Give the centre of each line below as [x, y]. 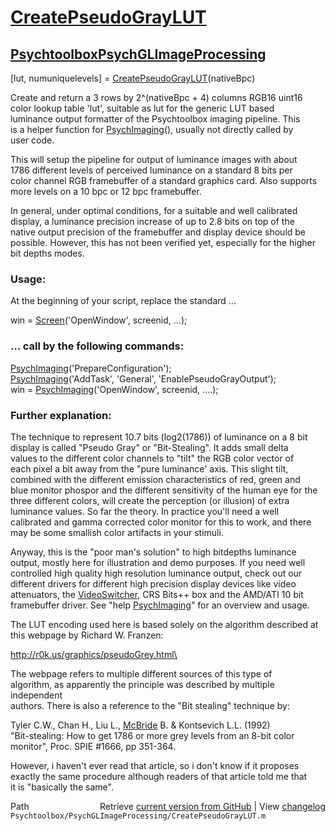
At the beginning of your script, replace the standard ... [123, 301]
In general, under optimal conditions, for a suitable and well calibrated [154, 210]
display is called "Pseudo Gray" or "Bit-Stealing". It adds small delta [149, 447]
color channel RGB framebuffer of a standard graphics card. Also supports [164, 180]
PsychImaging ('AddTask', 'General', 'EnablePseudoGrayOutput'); [143, 378]
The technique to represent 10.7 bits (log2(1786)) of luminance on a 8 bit [159, 437]
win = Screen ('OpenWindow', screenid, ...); [99, 320]
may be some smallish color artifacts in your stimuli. [117, 532]
